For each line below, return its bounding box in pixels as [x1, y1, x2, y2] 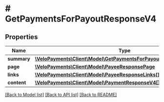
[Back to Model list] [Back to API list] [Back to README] [5, 92, 117, 98]
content [7, 79, 26, 86]
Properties [5, 33, 38, 41]
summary [7, 56, 30, 62]
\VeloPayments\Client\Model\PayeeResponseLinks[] [35, 71, 160, 78]
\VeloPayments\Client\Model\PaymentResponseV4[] [35, 79, 160, 86]
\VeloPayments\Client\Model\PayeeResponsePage [35, 63, 155, 70]
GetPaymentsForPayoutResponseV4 [5, 13, 157, 24]
